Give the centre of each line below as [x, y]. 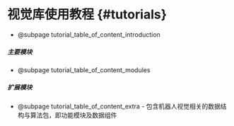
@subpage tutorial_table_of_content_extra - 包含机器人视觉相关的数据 [119, 106]
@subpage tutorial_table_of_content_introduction [89, 34]
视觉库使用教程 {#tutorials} [87, 15]
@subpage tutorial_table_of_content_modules [84, 70]
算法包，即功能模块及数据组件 [74, 115]
